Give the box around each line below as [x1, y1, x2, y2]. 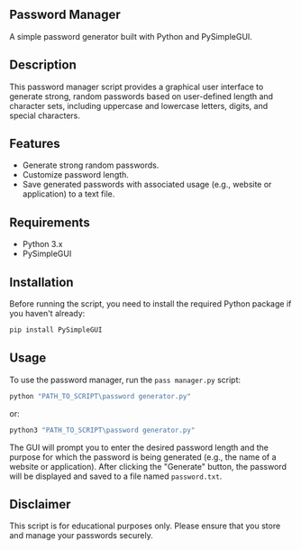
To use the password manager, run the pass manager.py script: [9, 374, 242, 385]
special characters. [9, 110, 81, 121]
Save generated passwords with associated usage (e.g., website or [22, 179, 272, 190]
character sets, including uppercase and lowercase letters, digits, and [9, 100, 269, 111]
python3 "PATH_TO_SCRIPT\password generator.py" [9, 426, 196, 435]
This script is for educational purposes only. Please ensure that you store [9, 520, 281, 531]
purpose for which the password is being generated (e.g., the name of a [9, 451, 277, 463]
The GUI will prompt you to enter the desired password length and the [9, 442, 269, 453]
